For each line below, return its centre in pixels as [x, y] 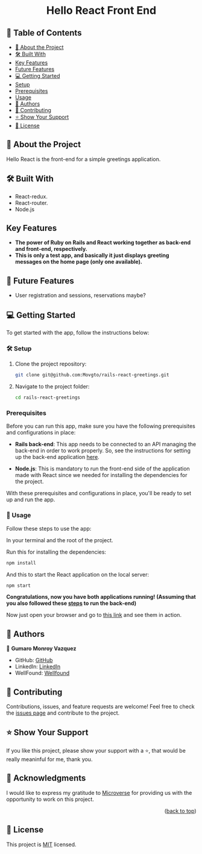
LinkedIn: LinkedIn [38, 666]
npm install [21, 563]
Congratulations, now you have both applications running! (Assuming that [101, 597]
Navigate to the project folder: [52, 387]
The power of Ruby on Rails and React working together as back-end [103, 242]
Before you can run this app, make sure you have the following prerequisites [101, 426]
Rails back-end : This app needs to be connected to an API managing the [106, 444]
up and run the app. [31, 500]
